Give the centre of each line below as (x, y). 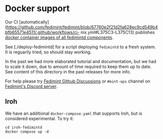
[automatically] (34, 22)
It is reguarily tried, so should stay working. (48, 52)
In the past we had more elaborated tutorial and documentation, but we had (81, 61)
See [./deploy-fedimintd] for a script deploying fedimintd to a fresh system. (81, 47)
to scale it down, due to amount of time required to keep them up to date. (78, 67)
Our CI (12, 22)
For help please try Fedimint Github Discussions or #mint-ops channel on (78, 81)
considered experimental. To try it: (39, 118)
